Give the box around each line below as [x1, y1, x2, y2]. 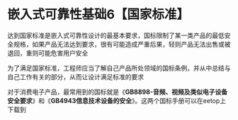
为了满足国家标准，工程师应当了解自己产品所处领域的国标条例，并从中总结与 [7, 64, 231, 72]
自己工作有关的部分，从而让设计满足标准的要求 [7, 72, 144, 81]
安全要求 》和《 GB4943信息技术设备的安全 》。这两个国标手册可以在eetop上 [7, 96, 227, 104]
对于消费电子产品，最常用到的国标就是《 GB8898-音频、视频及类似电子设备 [7, 88, 228, 96]
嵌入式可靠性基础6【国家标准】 [7, 6, 190, 23]
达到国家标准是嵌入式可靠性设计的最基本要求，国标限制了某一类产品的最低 [7, 31, 225, 40]
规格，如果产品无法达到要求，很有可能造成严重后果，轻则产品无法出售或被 [13, 40, 231, 48]
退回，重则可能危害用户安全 [7, 49, 89, 57]
